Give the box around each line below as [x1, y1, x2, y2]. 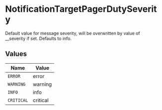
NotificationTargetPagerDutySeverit [5, 3, 157, 15]
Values [5, 50, 27, 58]
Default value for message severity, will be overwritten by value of [5, 30, 140, 36]
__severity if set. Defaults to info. [5, 36, 72, 41]
